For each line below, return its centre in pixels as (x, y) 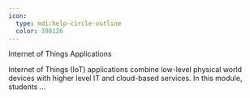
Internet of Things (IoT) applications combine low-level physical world (125, 70)
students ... (27, 87)
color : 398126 (39, 31)
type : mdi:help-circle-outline (69, 23)
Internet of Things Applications (60, 54)
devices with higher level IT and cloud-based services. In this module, (125, 79)
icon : (17, 16)
